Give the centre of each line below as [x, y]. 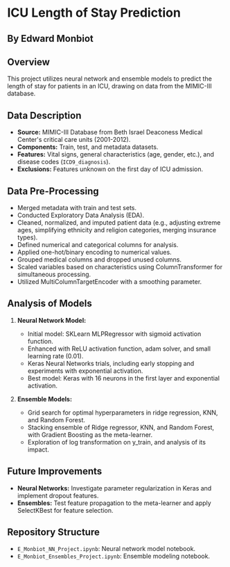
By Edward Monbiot [50, 39]
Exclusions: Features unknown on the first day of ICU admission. [110, 169]
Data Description [44, 115]
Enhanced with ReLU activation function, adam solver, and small [119, 349]
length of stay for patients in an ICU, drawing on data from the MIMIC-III [110, 86]
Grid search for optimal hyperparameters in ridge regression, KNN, [123, 413]
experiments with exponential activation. [85, 371]
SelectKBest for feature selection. [65, 510]
